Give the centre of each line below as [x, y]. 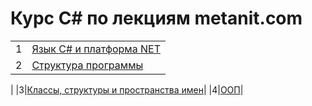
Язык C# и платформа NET [96, 49]
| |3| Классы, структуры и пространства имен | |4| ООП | [127, 89]
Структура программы [87, 65]
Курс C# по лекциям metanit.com [156, 18]
